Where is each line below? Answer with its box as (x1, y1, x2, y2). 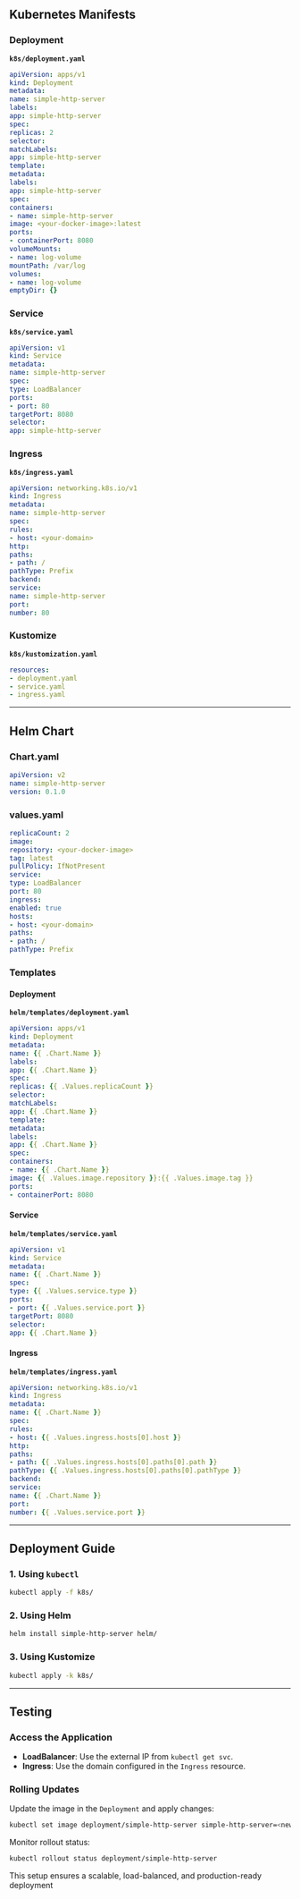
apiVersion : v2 (9, 771, 66, 780)
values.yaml (9, 809, 64, 821)
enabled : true (9, 903, 62, 912)
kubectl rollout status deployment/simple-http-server (9, 1854, 218, 1863)
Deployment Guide (9, 1540, 116, 1556)
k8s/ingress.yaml (9, 468, 74, 477)
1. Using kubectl (9, 1567, 79, 1580)
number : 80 (9, 608, 50, 617)
